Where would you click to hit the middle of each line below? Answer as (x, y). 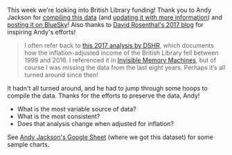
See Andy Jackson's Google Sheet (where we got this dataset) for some (110, 137)
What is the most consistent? (59, 116)
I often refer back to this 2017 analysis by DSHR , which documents (119, 45)
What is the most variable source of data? (77, 109)
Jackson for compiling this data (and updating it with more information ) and (115, 17)
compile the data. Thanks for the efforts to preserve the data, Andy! (104, 95)
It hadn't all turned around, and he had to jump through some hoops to (107, 88)
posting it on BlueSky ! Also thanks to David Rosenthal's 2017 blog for (106, 25)
